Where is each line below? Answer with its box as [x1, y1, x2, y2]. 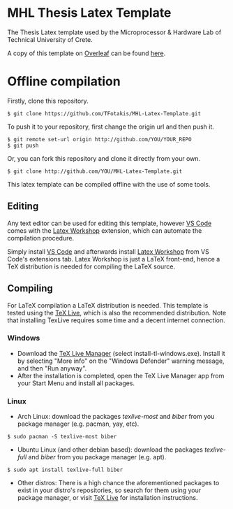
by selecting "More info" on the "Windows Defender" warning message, [17, 357, 225, 365]
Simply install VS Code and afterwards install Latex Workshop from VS [7, 247, 209, 256]
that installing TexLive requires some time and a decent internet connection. [7, 316, 225, 324]
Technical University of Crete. [7, 35, 93, 43]
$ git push [7, 142, 39, 149]
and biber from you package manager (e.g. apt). [28, 453, 167, 461]
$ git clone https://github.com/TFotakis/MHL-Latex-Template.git [7, 110, 201, 117]
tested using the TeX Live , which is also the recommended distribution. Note [7, 308, 227, 317]
